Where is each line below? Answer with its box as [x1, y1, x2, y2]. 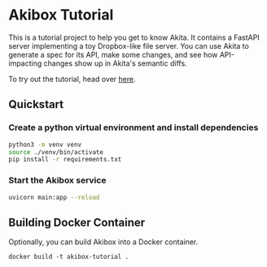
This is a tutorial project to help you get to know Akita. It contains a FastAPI [8, 32, 260, 42]
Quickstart [8, 97, 64, 111]
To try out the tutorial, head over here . [8, 74, 136, 84]
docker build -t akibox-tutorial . [8, 253, 129, 261]
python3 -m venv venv [8, 140, 82, 149]
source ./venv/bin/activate [8, 148, 104, 156]
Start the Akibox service [8, 174, 107, 186]
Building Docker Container [8, 215, 146, 229]
